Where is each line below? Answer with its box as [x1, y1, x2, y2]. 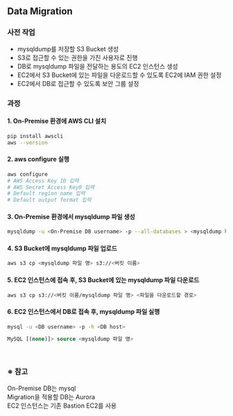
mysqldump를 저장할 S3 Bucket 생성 [17, 44, 119, 53]
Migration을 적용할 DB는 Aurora [7, 392, 96, 401]
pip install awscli [7, 132, 64, 139]
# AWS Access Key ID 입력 [7, 177, 80, 184]
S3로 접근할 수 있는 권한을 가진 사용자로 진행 [17, 53, 138, 62]
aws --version [7, 139, 49, 146]
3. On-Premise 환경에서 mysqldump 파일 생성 [7, 212, 135, 220]
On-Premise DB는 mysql [7, 384, 76, 392]
